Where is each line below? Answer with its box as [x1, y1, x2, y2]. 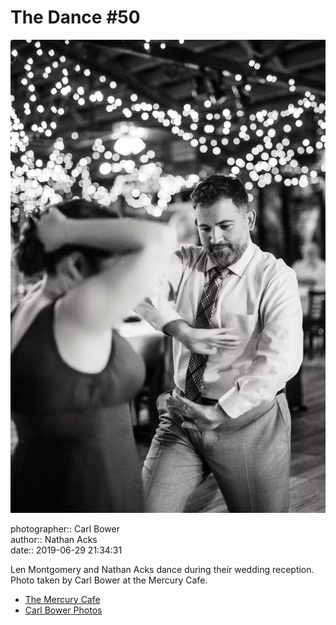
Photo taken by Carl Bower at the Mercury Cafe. [10, 574, 208, 586]
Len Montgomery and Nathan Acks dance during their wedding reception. [10, 563, 315, 575]
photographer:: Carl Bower [10, 522, 120, 535]
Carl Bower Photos [24, 604, 103, 616]
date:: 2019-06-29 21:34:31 [10, 544, 123, 556]
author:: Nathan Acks [10, 533, 98, 545]
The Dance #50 [10, 6, 141, 29]
